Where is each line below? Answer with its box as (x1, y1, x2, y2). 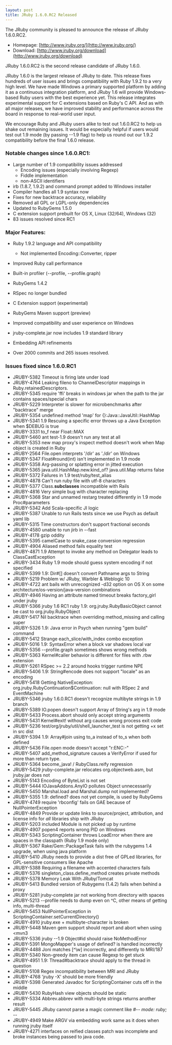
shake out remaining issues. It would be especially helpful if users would (5, 126, 159, 132)
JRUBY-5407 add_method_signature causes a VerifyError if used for (12, 750, 158, 757)
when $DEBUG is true (12, 423, 59, 429)
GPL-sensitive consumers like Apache (12, 859, 93, 865)
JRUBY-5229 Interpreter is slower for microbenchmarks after (12, 401, 142, 408)
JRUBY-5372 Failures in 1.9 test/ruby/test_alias (12, 472, 112, 479)
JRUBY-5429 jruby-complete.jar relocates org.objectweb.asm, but (12, 766, 153, 773)
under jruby (12, 598, 37, 604)
